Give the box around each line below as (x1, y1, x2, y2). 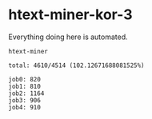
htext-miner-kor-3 (8, 6, 133, 24)
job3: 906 (8, 96, 42, 105)
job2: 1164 (8, 89, 45, 97)
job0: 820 (8, 75, 42, 83)
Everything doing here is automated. (8, 32, 128, 42)
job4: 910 (8, 103, 42, 111)
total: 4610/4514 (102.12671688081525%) (8, 61, 146, 69)
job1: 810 (8, 82, 42, 90)
